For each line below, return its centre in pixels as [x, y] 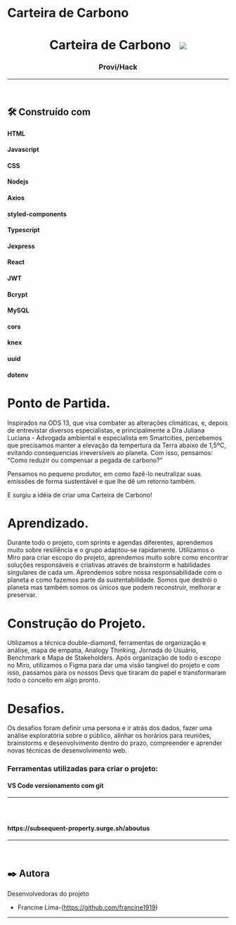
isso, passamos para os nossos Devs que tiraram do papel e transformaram [117, 672]
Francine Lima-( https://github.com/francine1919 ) [87, 907]
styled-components [37, 214]
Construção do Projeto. [77, 623]
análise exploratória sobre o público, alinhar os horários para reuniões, [110, 736]
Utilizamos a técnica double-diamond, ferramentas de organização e [107, 643]
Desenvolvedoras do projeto [48, 894]
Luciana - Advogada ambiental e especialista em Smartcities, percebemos [115, 438]
